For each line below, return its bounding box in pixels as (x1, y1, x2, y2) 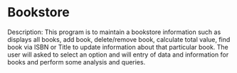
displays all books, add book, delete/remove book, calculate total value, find (7, 35, 231, 43)
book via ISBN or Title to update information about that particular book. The (7, 43, 229, 51)
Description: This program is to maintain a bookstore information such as (7, 28, 221, 36)
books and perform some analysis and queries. (7, 57, 146, 66)
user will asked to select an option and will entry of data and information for (7, 50, 229, 59)
